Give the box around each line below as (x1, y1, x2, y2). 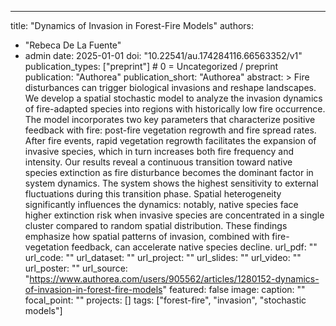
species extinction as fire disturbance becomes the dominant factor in (24, 167, 314, 178)
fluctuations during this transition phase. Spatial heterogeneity (24, 188, 282, 200)
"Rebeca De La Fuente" (24, 39, 122, 51)
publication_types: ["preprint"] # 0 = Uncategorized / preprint (24, 61, 279, 72)
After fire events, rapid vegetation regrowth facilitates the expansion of (24, 135, 317, 146)
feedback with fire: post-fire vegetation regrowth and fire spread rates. (24, 124, 317, 136)
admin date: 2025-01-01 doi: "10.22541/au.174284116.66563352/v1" (24, 50, 303, 61)
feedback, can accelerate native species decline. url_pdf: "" (71, 241, 318, 253)
